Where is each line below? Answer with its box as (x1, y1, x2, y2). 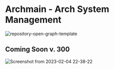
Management (5, 14, 62, 25)
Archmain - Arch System (5, 3, 110, 15)
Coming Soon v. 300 (5, 45, 70, 53)
